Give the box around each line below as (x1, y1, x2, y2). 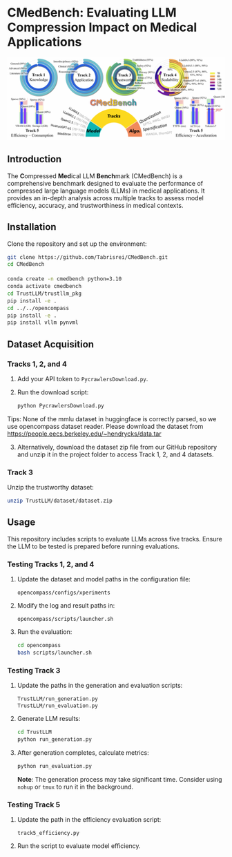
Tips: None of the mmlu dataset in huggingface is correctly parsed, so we (7, 414, 217, 423)
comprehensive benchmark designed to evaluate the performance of (7, 179, 204, 187)
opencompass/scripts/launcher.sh (17, 616, 114, 623)
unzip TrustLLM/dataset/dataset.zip (7, 497, 113, 505)
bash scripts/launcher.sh (17, 649, 92, 656)
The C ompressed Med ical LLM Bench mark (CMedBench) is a (7, 171, 183, 180)
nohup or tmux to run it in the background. (17, 782, 133, 791)
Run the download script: (17, 388, 89, 396)
